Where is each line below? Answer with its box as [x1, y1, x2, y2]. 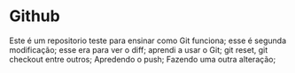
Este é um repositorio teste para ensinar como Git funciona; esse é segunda [9, 35, 286, 46]
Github [9, 6, 60, 26]
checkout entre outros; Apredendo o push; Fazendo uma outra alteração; [9, 54, 276, 64]
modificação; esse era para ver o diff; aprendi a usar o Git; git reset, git [9, 44, 268, 55]
